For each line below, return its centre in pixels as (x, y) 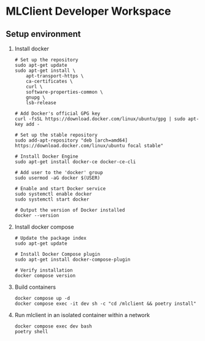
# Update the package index (50, 238)
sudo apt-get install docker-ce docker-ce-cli (75, 162)
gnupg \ (36, 98)
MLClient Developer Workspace (88, 11)
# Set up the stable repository (56, 135)
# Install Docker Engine (46, 156)
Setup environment (43, 34)
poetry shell (31, 332)
